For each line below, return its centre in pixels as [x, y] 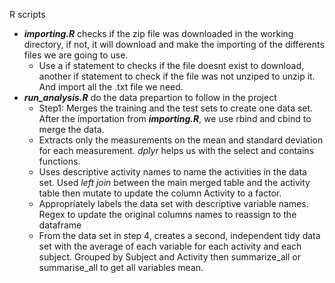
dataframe [60, 225]
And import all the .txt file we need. [111, 87]
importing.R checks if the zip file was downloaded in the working [158, 33]
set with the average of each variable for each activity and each [170, 246]
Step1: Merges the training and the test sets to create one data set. [176, 108]
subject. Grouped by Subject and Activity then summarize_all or [169, 257]
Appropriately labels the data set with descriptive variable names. [173, 203]
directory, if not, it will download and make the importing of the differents [174, 44]
